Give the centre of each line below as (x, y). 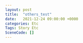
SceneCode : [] (20, 33)
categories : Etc (22, 23)
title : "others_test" (28, 14)
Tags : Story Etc (22, 28)
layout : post (19, 10)
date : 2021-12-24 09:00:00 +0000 (42, 19)
